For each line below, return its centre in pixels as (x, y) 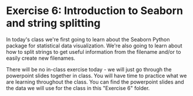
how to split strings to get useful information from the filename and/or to (94, 52)
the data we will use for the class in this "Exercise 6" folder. (78, 88)
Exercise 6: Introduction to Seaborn (95, 11)
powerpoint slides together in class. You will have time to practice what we (96, 76)
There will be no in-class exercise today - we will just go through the (89, 69)
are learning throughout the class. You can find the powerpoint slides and (95, 82)
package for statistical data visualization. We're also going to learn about (94, 46)
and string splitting (54, 23)
